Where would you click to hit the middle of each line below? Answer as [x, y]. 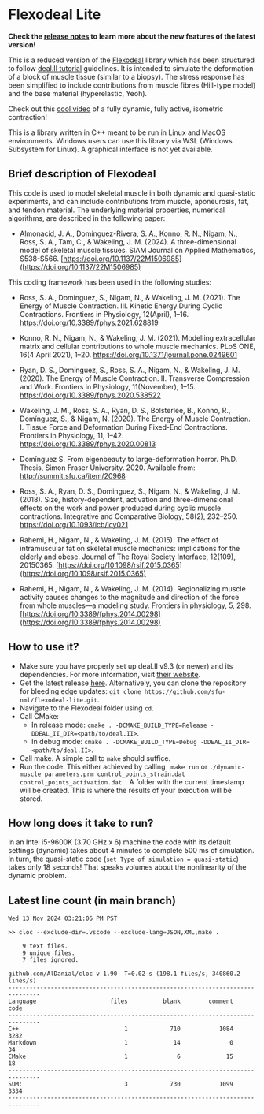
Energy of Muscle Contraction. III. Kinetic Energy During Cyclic [121, 306]
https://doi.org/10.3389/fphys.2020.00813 [88, 444]
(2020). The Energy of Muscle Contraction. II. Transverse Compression [134, 378]
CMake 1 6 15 [121, 1057]
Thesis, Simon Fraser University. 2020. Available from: [107, 468]
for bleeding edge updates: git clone [80, 691]
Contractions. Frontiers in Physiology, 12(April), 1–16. [104, 314]
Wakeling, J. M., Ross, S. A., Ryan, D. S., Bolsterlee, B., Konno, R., [125, 410]
